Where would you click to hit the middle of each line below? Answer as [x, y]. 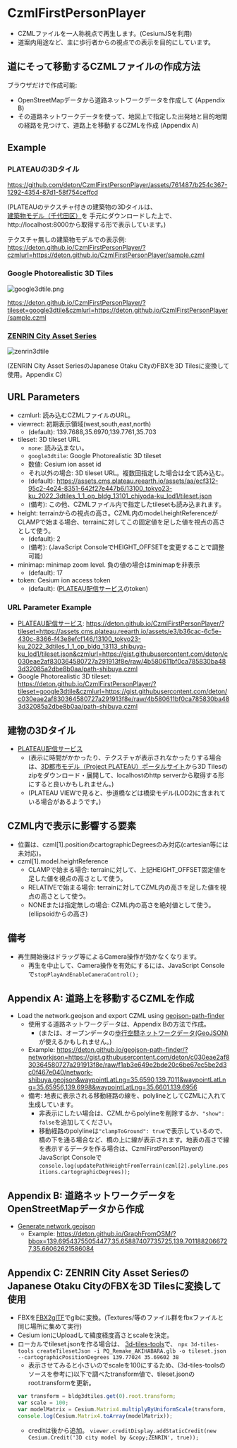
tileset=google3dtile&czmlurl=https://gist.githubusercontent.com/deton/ [122, 692]
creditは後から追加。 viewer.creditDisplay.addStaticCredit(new [122, 1430]
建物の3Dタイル [42, 730]
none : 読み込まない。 [58, 448]
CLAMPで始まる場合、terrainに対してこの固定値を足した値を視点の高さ [121, 522]
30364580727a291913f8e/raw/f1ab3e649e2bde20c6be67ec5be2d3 [127, 1065]
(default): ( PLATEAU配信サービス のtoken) [88, 588]
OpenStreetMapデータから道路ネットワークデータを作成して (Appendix [121, 100]
